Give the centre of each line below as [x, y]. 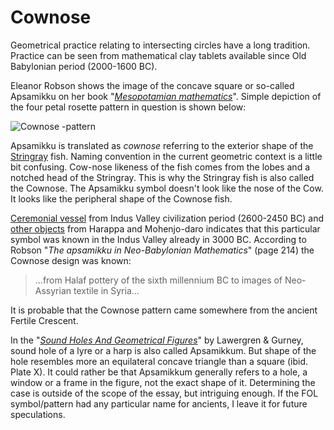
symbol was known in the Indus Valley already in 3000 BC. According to [158, 239]
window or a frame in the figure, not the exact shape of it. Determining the [163, 382]
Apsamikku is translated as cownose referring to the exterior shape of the [162, 145]
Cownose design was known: [71, 260]
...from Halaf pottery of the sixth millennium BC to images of [158, 280]
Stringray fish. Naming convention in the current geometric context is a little [166, 156]
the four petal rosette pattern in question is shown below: [128, 107]
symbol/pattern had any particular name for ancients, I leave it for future [159, 403]
